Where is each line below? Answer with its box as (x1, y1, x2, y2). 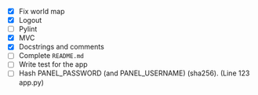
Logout (18, 16, 42, 25)
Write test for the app (18, 60, 88, 69)
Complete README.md (18, 51, 84, 60)
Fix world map (18, 7, 65, 16)
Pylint (18, 24, 38, 34)
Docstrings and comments (18, 42, 105, 52)
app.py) (18, 78, 45, 87)
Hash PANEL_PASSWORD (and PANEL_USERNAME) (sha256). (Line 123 (18, 68, 250, 78)
